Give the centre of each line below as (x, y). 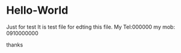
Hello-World (37, 10)
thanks (15, 45)
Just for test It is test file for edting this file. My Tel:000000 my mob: (91, 27)
